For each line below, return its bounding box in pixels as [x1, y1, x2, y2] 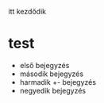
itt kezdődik [8, 7, 46, 16]
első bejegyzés [19, 60, 70, 70]
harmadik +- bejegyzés [19, 77, 97, 86]
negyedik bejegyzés [19, 86, 86, 95]
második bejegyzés [19, 69, 84, 78]
